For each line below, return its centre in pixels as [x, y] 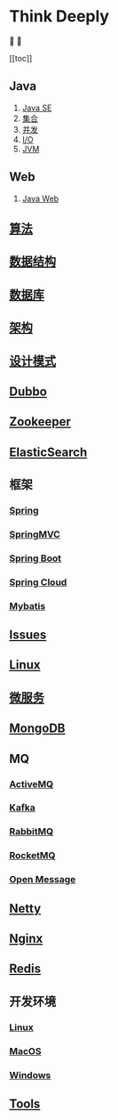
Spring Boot [35, 558]
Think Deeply [59, 16]
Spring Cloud [38, 582]
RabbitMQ [31, 832]
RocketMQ [32, 856]
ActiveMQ [31, 783]
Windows [30, 1075]
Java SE [37, 108]
